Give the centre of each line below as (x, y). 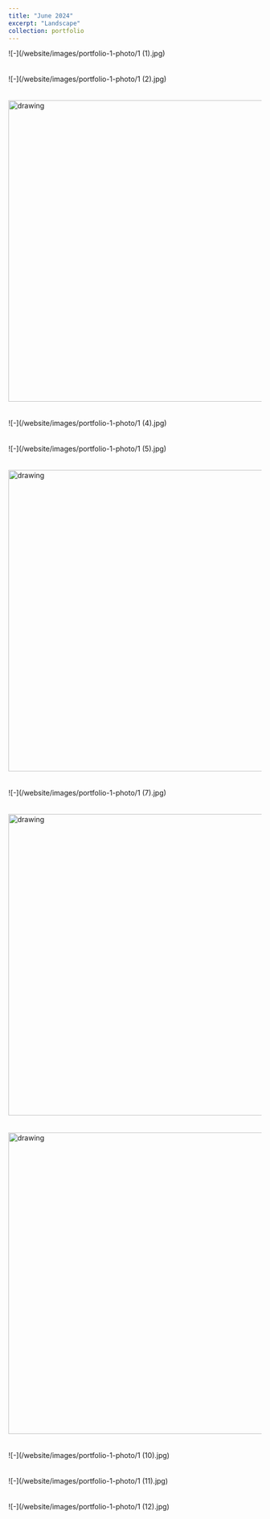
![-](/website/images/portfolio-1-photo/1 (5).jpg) (88, 449)
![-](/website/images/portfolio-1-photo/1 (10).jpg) (89, 1456)
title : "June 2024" (41, 16)
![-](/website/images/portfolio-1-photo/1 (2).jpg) (88, 79)
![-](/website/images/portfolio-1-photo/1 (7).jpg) (88, 793)
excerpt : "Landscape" (45, 23)
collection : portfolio (46, 31)
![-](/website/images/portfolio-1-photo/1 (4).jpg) (88, 424)
